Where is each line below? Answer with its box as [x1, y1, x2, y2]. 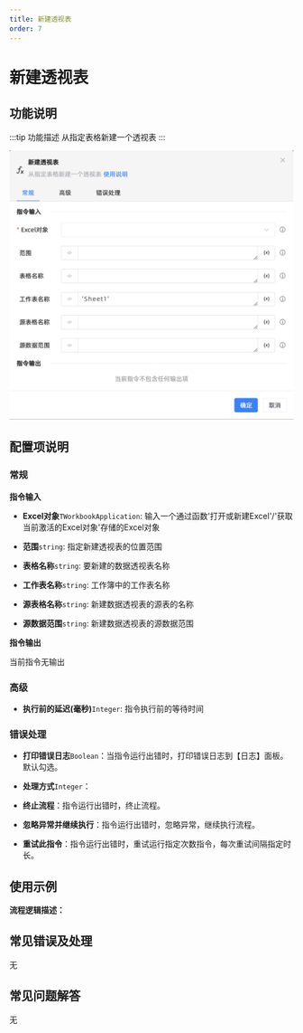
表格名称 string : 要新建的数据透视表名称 [22, 560, 170, 571]
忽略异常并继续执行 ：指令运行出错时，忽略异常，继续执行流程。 [22, 820, 260, 830]
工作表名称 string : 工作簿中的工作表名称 [22, 579, 170, 590]
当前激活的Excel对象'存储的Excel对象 [22, 521, 161, 533]
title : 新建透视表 [9, 14, 72, 24]
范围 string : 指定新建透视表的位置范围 [22, 541, 162, 552]
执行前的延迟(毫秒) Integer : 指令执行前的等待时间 [22, 703, 205, 714]
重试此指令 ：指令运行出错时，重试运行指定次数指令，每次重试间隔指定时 [22, 839, 291, 849]
